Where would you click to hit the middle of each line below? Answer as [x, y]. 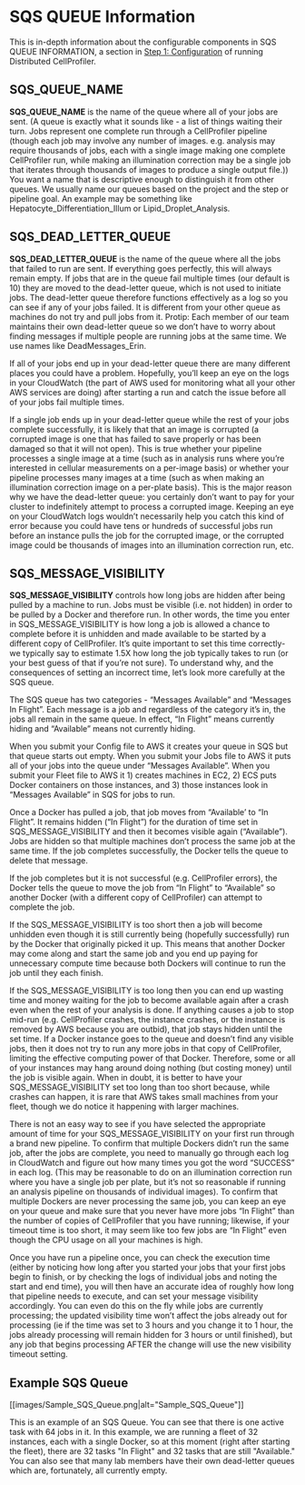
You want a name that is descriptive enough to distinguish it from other [142, 179]
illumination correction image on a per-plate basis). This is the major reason [151, 487]
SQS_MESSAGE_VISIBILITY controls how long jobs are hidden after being [148, 595]
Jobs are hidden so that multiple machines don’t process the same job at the [152, 842]
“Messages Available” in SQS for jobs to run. [92, 795]
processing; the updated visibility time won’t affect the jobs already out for [148, 1316]
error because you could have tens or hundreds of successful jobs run [141, 525]
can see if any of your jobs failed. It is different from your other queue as [145, 307]
